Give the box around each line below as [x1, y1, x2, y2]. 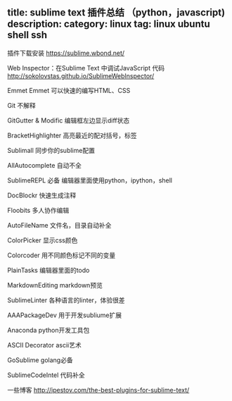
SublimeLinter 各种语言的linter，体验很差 [7, 295, 125, 304]
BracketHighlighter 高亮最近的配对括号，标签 [7, 131, 137, 140]
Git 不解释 [7, 101, 37, 109]
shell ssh [7, 29, 48, 41]
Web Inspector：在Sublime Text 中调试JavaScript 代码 [7, 63, 165, 72]
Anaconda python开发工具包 [7, 326, 90, 334]
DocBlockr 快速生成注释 [7, 191, 77, 199]
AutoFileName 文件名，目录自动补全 [7, 221, 112, 229]
